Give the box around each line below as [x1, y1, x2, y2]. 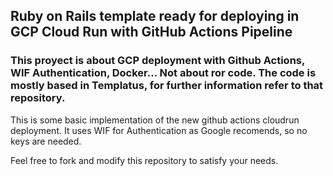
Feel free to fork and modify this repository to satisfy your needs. [10, 154, 279, 166]
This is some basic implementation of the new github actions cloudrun [10, 114, 300, 126]
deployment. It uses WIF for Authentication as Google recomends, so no [10, 124, 308, 136]
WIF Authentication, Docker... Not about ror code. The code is [10, 66, 317, 80]
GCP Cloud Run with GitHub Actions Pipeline [10, 24, 293, 41]
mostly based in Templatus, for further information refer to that [10, 79, 324, 93]
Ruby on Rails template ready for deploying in [10, 8, 300, 25]
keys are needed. [10, 135, 82, 147]
